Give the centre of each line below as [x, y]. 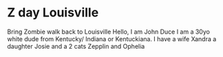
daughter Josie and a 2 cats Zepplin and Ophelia [76, 46]
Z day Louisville [53, 13]
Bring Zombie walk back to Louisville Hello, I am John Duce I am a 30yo [108, 32]
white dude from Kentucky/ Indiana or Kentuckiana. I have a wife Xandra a [112, 38]
